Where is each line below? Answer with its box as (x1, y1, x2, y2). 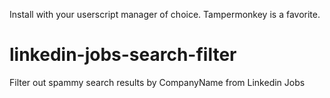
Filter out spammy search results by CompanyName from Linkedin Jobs (9, 76, 306, 88)
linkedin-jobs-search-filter (9, 44, 237, 66)
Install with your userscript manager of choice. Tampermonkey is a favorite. (9, 9, 321, 20)
